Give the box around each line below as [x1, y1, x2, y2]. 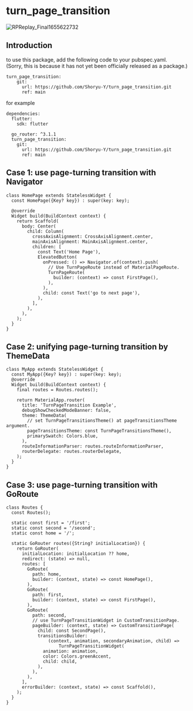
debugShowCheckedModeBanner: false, [21, 408, 111, 414]
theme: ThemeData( [21, 412, 67, 419]
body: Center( [21, 223, 57, 229]
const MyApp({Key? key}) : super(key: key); [11, 371, 122, 378]
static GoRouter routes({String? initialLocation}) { [11, 541, 145, 547]
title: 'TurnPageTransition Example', [21, 402, 117, 408]
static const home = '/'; [11, 530, 75, 536]
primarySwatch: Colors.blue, [27, 433, 99, 439]
